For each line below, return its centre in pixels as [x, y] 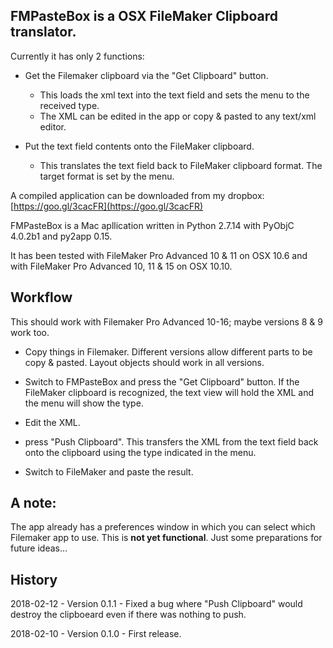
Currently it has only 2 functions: [77, 56]
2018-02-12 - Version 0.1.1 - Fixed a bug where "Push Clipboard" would [156, 604]
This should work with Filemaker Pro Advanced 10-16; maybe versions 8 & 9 [166, 321]
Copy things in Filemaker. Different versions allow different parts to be [168, 351]
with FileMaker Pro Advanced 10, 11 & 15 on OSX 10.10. [121, 266]
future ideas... [39, 548]
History [34, 579]
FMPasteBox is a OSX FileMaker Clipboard [144, 16]
